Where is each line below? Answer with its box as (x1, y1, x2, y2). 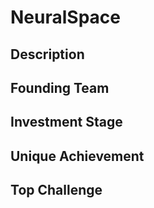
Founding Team (10, 79, 110, 96)
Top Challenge (10, 182, 103, 199)
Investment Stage (10, 114, 123, 131)
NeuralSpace (10, 6, 121, 29)
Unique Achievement (10, 147, 145, 165)
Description (10, 46, 85, 63)
